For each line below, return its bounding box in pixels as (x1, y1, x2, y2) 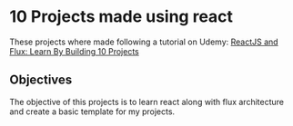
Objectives (9, 73, 73, 88)
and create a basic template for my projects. (9, 106, 176, 117)
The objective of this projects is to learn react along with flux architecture (9, 96, 285, 107)
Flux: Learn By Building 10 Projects (9, 45, 139, 56)
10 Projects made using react (9, 6, 234, 27)
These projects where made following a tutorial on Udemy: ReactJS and (9, 36, 279, 47)
